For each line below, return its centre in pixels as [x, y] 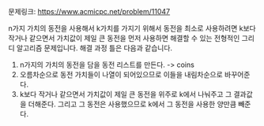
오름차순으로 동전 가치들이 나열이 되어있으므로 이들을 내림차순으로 [121, 74]
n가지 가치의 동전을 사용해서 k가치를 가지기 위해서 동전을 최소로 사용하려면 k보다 [132, 28]
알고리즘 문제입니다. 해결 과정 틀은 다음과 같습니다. [94, 48]
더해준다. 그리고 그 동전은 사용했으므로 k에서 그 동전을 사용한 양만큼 [132, 104]
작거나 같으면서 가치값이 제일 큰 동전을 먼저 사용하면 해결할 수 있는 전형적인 [124, 38]
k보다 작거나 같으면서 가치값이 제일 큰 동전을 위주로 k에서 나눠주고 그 [126, 94]
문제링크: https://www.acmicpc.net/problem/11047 [89, 11]
